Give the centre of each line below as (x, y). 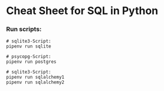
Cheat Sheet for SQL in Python (82, 11)
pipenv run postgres (32, 62)
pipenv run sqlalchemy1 (35, 77)
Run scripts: (24, 29)
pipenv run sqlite (29, 46)
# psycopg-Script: (29, 57)
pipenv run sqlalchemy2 (35, 82)
